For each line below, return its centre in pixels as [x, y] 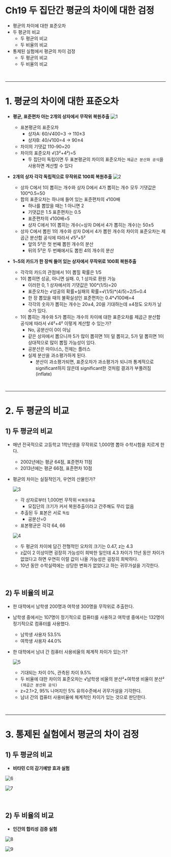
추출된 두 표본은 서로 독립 [45, 513]
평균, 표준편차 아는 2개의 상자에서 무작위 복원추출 [61, 116]
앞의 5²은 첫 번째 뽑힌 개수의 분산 [61, 244]
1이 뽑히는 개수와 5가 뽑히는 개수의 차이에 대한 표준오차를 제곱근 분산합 [90, 317]
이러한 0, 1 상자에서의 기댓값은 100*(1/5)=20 [72, 285]
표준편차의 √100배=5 [49, 218]
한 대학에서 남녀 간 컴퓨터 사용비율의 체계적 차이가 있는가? [70, 652]
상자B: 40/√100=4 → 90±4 [55, 140]
